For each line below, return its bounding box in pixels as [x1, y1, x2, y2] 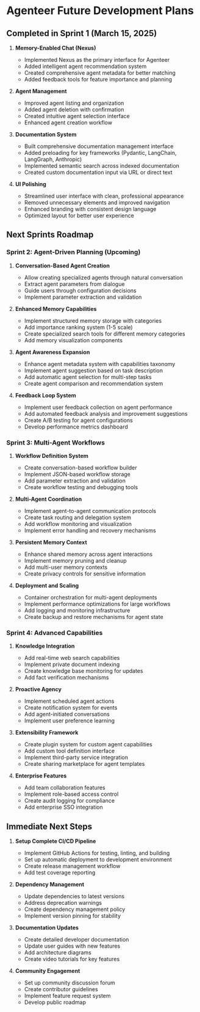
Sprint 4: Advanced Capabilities [6, 628, 103, 637]
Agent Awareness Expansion [15, 348, 90, 356]
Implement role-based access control [24, 790, 119, 798]
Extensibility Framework [15, 729, 79, 737]
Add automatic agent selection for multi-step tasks [24, 373, 152, 380]
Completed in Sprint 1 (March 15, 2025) [6, 28, 157, 39]
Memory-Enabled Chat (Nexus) [15, 44, 96, 51]
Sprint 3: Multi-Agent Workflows [6, 438, 105, 447]
